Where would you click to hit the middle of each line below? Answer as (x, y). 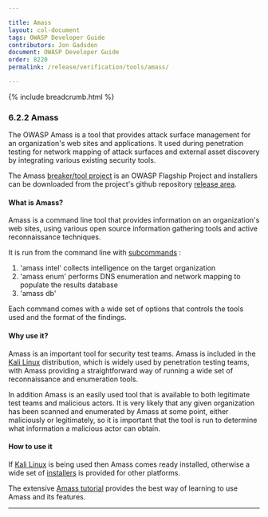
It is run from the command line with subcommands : (95, 253)
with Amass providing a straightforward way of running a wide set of (121, 370)
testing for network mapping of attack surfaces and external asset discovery (134, 152)
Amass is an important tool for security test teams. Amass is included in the (132, 353)
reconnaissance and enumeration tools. (73, 379)
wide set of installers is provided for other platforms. (95, 472)
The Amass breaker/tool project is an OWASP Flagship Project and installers (133, 176)
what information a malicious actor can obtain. (85, 428)
